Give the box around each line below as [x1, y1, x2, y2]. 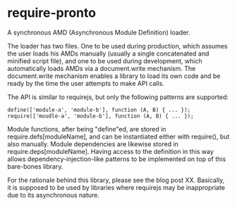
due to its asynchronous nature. [7, 191, 100, 199]
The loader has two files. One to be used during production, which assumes [7, 41, 228, 50]
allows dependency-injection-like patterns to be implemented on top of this [7, 155, 226, 163]
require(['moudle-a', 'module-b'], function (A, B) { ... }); [7, 112, 194, 120]
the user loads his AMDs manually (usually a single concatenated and [7, 49, 209, 58]
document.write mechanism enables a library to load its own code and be [7, 72, 221, 80]
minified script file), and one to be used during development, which [7, 56, 202, 65]
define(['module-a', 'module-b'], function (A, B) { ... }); [7, 106, 191, 113]
